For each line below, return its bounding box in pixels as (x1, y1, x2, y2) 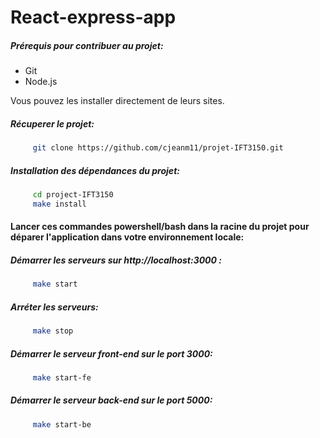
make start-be (32, 419, 92, 430)
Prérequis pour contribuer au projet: (10, 39, 164, 51)
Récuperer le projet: (10, 117, 95, 130)
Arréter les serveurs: (10, 301, 99, 313)
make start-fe (32, 372, 92, 383)
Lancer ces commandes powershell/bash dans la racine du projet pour (10, 221, 310, 233)
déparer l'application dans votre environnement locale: (10, 231, 245, 243)
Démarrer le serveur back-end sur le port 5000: (10, 394, 213, 406)
